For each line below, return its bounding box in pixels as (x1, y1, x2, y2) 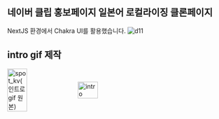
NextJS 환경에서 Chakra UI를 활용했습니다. (7, 27, 126, 35)
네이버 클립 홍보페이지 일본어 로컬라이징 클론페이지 (7, 6, 213, 19)
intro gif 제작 (7, 49, 62, 61)
